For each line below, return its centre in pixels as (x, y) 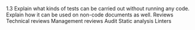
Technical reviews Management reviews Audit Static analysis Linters (89, 21)
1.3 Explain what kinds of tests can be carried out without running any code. (98, 9)
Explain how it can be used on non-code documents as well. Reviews (90, 15)
